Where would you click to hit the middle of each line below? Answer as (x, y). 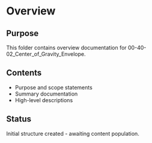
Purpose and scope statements (54, 87)
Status (19, 119)
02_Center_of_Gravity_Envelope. (46, 54)
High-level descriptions (44, 100)
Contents (24, 73)
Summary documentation (46, 94)
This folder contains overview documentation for (67, 47)
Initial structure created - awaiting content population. (73, 133)
